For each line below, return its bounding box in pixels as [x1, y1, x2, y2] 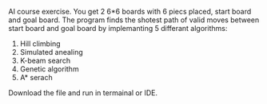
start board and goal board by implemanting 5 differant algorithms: [8, 24, 228, 33]
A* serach [19, 73, 54, 82]
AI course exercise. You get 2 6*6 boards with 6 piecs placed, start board [8, 7, 252, 16]
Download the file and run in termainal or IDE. [8, 88, 158, 98]
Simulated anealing [19, 48, 84, 56]
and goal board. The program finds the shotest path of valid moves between [8, 15, 260, 25]
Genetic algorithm [19, 64, 79, 74]
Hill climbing [19, 39, 62, 48]
